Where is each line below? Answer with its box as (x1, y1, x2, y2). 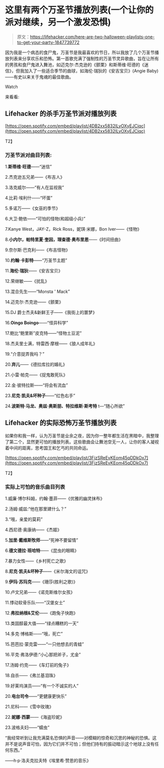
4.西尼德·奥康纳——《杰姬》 (5, 527, 62, 533)
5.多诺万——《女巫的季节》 (5, 205, 60, 211)
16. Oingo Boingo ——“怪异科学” (5, 320, 68, 326)
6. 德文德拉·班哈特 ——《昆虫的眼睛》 (5, 548, 79, 553)
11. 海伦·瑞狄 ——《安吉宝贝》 (5, 268, 63, 274)
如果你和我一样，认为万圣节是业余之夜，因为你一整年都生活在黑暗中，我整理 (5, 432, 159, 438)
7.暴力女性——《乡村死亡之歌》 (5, 558, 68, 564)
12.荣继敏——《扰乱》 (5, 278, 50, 284)
